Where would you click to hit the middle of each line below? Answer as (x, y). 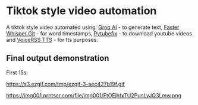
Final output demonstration (58, 58)
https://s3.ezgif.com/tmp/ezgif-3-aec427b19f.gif (65, 84)
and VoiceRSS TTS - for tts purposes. (52, 40)
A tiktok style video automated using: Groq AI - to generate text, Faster (93, 27)
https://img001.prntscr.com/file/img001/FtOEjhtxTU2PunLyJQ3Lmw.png (94, 95)
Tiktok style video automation (81, 11)
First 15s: (17, 73)
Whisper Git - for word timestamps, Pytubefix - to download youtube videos (99, 33)
